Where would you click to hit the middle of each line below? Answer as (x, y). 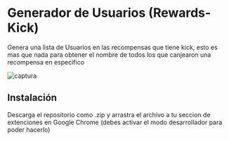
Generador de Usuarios (77, 13)
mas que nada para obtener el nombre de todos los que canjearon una (109, 55)
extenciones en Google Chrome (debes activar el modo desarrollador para (115, 122)
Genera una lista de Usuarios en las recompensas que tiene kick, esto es (112, 47)
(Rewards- (180, 13)
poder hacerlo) (29, 129)
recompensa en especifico (46, 62)
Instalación (32, 98)
